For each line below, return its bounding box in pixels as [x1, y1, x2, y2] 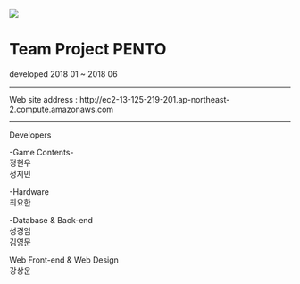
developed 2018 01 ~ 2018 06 [9, 68, 118, 79]
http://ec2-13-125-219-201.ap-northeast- [79, 94, 230, 104]
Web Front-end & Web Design [9, 255, 119, 265]
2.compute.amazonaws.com [9, 104, 114, 114]
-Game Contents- [9, 146, 74, 157]
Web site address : [9, 94, 79, 104]
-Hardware [9, 186, 49, 196]
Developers [9, 129, 52, 140]
